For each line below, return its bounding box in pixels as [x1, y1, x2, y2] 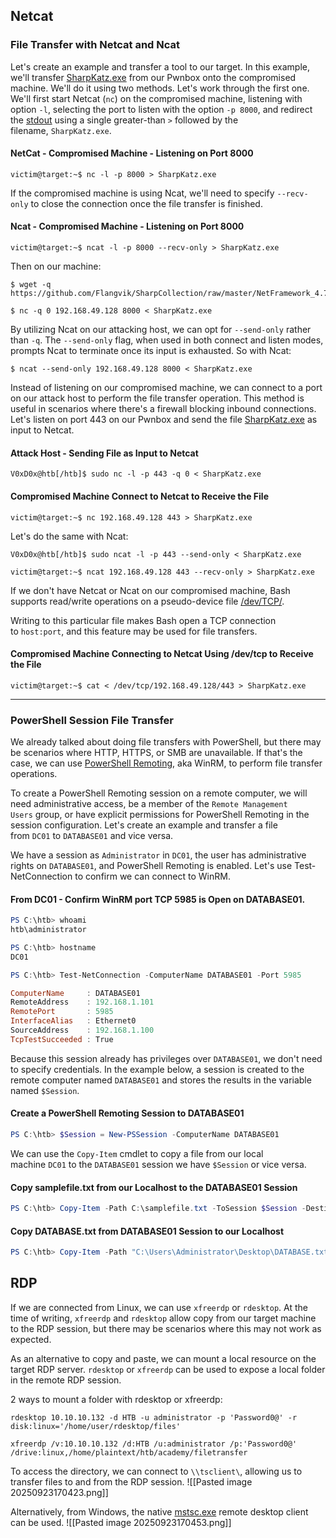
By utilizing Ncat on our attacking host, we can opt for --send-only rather [10, 324, 312, 336]
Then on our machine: [10, 260, 102, 273]
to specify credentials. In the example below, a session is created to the [10, 1063, 305, 1075]
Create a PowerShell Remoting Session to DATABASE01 [10, 1107, 245, 1119]
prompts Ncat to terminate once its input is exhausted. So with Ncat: [10, 345, 292, 357]
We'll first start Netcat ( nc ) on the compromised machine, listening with [10, 92, 303, 104]
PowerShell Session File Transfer [10, 713, 174, 727]
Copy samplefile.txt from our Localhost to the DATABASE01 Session [10, 1181, 298, 1193]
